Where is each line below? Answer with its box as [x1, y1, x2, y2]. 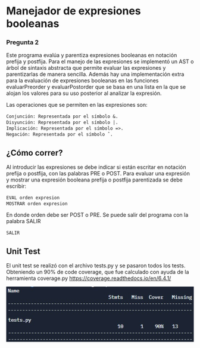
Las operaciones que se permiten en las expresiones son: [6, 101, 148, 109]
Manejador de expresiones [6, 4, 141, 18]
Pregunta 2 [6, 38, 39, 47]
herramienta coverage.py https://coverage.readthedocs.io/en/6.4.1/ [6, 275, 171, 282]
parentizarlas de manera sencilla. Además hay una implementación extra [6, 70, 185, 78]
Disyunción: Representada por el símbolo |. [6, 119, 118, 126]
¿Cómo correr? [6, 147, 63, 158]
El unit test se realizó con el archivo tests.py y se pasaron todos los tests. [6, 262, 186, 269]
